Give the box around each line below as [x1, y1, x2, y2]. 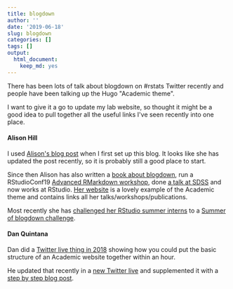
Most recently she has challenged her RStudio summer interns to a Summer [7, 206, 226, 215]
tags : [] [7, 43, 33, 50]
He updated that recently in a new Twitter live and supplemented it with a [7, 267, 219, 275]
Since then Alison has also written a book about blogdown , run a [7, 170, 194, 179]
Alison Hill [7, 134, 38, 142]
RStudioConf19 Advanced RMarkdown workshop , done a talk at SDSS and [7, 177, 222, 186]
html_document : [13, 56, 58, 63]
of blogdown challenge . [7, 213, 76, 222]
